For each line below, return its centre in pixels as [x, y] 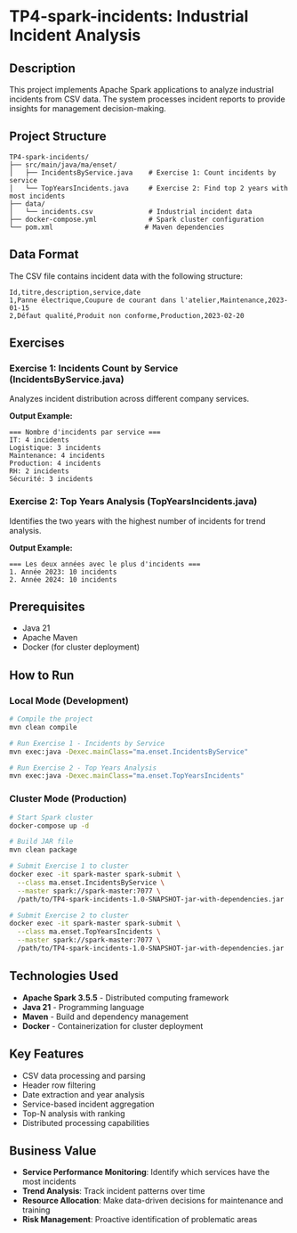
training [36, 1210]
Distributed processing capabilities [85, 1123]
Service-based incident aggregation [88, 1104]
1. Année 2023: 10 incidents [63, 572]
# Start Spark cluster [51, 817]
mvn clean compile [43, 727]
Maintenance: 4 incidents [57, 456]
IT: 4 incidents [39, 440]
